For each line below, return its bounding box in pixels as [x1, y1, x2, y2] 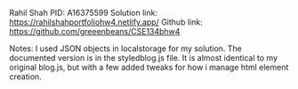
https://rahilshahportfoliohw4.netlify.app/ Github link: [9, 17, 203, 27]
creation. [9, 71, 42, 82]
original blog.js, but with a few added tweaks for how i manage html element [9, 62, 289, 72]
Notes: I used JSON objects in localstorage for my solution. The [9, 43, 242, 54]
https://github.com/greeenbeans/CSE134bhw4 [9, 26, 181, 36]
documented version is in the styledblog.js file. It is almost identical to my [9, 53, 278, 63]
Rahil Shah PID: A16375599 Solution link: [9, 8, 158, 18]
